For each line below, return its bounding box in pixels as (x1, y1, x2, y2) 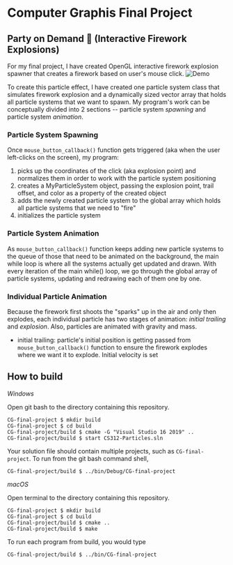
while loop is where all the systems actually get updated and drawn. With (7, 259, 217, 268)
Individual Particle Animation (7, 292, 107, 301)
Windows (7, 389, 35, 398)
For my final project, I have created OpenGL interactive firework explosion (7, 62, 219, 70)
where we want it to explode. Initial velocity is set (17, 350, 159, 359)
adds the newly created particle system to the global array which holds (17, 197, 221, 205)
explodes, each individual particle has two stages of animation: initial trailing (7, 315, 226, 323)
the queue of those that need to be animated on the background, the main (7, 252, 219, 260)
